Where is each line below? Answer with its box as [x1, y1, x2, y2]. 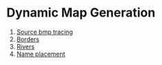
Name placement [16, 50, 65, 58]
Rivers [16, 42, 35, 50]
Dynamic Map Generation [6, 5, 156, 21]
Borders [16, 35, 39, 43]
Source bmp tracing [16, 28, 73, 36]
